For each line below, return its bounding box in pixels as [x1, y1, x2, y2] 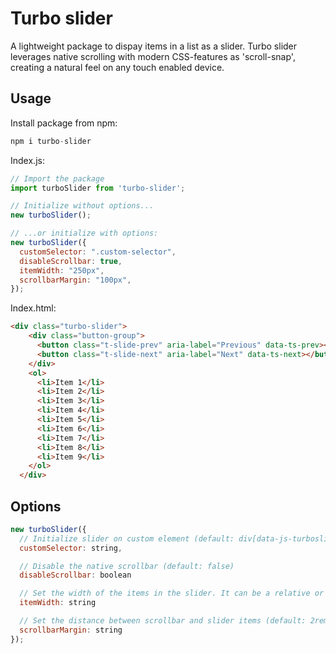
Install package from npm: [10, 117, 118, 129]
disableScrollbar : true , [19, 256, 123, 266]
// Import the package [10, 173, 105, 184]
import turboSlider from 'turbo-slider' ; [10, 183, 186, 193]
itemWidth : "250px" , [19, 265, 105, 276]
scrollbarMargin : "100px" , [19, 275, 132, 285]
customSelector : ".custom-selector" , [19, 247, 177, 257]
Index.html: [10, 302, 57, 314]
